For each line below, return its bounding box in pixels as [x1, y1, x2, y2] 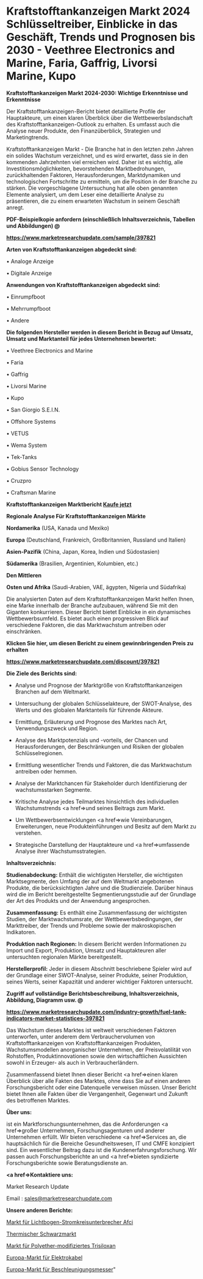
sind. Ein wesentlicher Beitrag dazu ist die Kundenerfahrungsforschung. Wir [6, 1146, 197, 1153]
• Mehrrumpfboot [6, 305, 51, 312]
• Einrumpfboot [6, 293, 46, 300]
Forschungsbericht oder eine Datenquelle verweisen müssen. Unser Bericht [6, 1084, 197, 1091]
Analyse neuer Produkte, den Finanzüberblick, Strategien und [6, 127, 162, 134]
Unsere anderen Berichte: [6, 1206, 73, 1214]
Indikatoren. [6, 928, 37, 935]
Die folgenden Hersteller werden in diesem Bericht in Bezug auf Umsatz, [6, 328, 193, 336]
